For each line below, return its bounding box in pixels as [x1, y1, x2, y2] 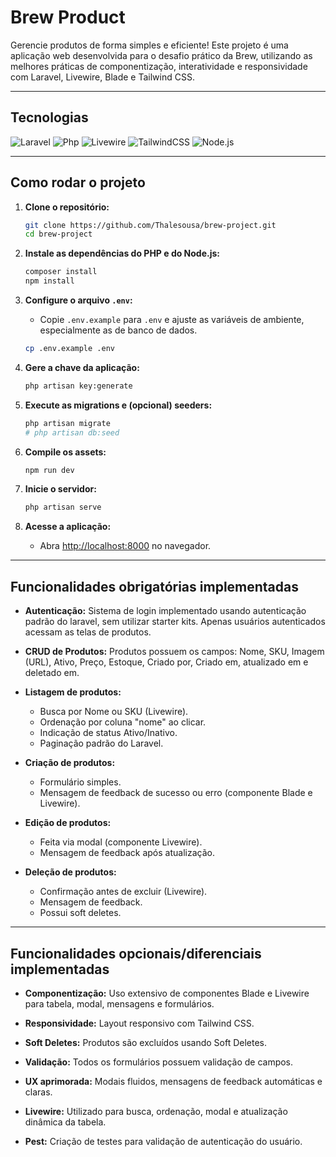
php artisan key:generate [24, 381, 133, 391]
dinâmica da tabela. [24, 1116, 107, 1128]
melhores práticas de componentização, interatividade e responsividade [10, 60, 308, 72]
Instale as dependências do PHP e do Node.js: [24, 247, 221, 260]
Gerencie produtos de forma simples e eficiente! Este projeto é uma [10, 39, 289, 51]
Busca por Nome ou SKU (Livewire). [39, 706, 189, 718]
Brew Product [10, 6, 126, 29]
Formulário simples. [39, 776, 122, 788]
